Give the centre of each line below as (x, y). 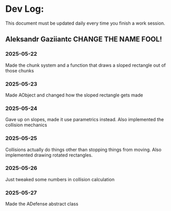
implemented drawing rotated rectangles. (49, 155)
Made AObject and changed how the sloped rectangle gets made (74, 95)
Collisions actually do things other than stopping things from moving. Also (83, 149)
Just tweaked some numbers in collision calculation (60, 179)
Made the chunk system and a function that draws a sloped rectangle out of (85, 65)
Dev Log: (25, 9)
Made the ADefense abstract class (42, 204)
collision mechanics (26, 125)
